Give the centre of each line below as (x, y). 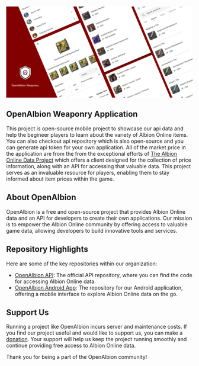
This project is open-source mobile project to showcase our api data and (95, 129)
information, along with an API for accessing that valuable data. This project (99, 166)
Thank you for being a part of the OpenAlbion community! (77, 357)
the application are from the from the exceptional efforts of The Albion (92, 153)
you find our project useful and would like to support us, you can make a (94, 333)
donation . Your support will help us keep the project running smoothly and (97, 339)
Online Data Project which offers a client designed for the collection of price (99, 160)
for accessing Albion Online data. (55, 281)
